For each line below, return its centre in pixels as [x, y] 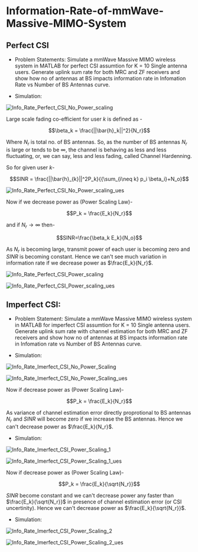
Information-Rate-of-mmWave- [85, 11]
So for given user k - [30, 167]
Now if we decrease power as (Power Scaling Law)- [69, 202]
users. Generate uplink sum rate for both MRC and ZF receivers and [97, 72]
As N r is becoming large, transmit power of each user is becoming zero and [98, 250]
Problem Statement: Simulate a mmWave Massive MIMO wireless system [103, 319]
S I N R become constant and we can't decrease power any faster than [90, 495]
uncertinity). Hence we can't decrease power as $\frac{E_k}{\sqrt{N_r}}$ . [96, 508]
